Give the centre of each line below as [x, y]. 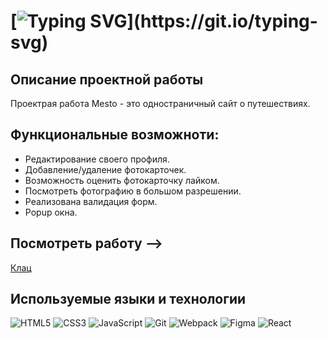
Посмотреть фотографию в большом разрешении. [133, 191]
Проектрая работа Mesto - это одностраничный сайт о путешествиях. [160, 103]
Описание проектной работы [107, 79]
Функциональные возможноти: [115, 135]
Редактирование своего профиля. [97, 159]
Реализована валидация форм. [91, 201]
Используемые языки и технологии [128, 299]
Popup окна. [51, 212]
